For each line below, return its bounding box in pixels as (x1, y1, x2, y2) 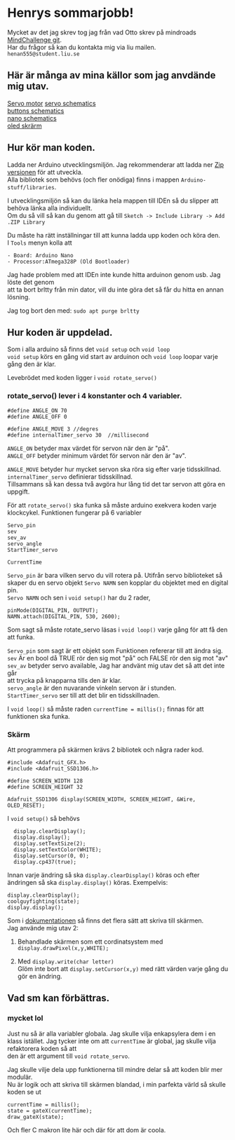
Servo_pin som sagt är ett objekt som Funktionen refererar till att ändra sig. (7, 646, 223, 655)
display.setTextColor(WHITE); (13, 846, 102, 853)
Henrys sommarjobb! (7, 5, 134, 21)
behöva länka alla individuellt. (7, 203, 93, 212)
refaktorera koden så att (7, 1044, 77, 1052)
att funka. (7, 632, 35, 641)
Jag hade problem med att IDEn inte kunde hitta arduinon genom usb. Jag (7, 270, 221, 278)
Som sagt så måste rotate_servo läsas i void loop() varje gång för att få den (7, 625, 228, 634)
